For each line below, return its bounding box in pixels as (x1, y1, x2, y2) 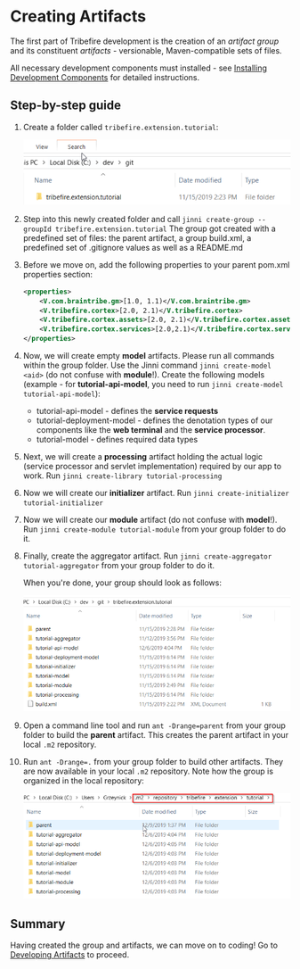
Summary (10, 916, 66, 932)
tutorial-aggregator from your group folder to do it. (22, 560, 215, 571)
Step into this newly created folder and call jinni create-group (22, 213, 255, 224)
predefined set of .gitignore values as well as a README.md (22, 242, 243, 253)
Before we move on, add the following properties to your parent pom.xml (22, 259, 290, 269)
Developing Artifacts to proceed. (10, 949, 130, 960)
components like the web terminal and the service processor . (36, 425, 266, 435)
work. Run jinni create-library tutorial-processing (22, 470, 223, 481)
